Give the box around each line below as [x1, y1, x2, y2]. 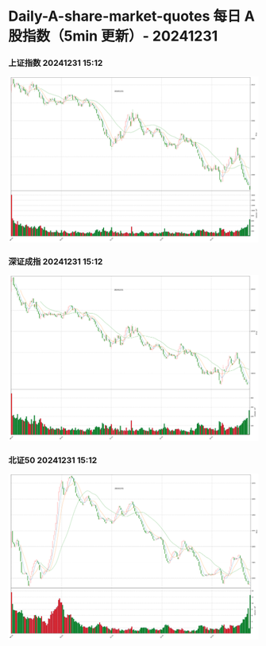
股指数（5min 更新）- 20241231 [8, 27, 218, 45]
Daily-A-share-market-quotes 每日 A [8, 7, 256, 25]
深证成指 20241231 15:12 [8, 256, 103, 267]
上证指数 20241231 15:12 [8, 57, 103, 68]
